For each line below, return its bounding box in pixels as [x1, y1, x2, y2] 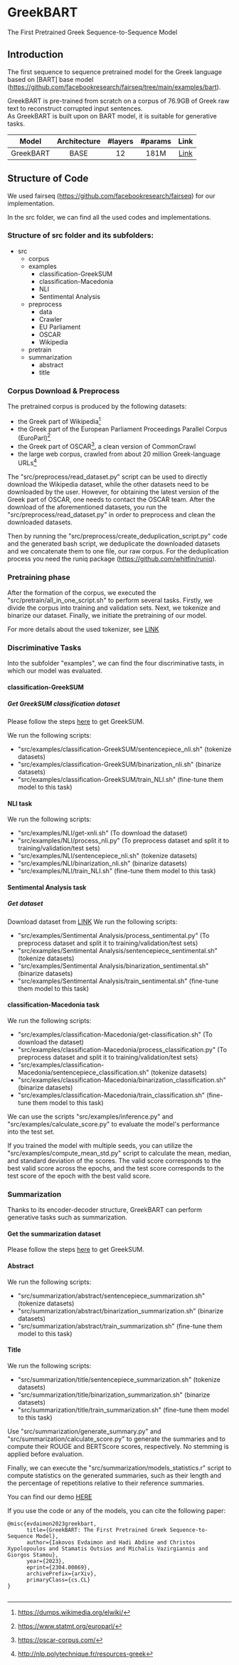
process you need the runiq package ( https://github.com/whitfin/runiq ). [7, 554, 217, 563]
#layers [107, 136, 134, 146]
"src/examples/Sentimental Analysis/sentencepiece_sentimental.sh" [17, 946, 218, 954]
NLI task [7, 799, 33, 808]
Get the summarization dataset [7, 1229, 101, 1238]
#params [140, 136, 172, 146]
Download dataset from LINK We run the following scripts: [7, 917, 178, 926]
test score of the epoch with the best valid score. [7, 1171, 152, 1180]
